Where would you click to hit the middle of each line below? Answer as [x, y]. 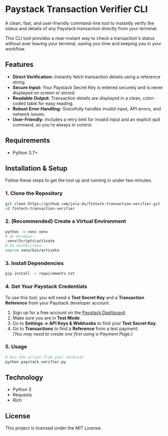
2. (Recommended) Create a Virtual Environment [66, 221]
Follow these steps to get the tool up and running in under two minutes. [79, 180]
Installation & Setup [36, 168]
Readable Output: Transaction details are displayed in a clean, [77, 98]
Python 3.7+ [25, 153]
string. [19, 82]
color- [149, 98]
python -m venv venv [27, 232]
